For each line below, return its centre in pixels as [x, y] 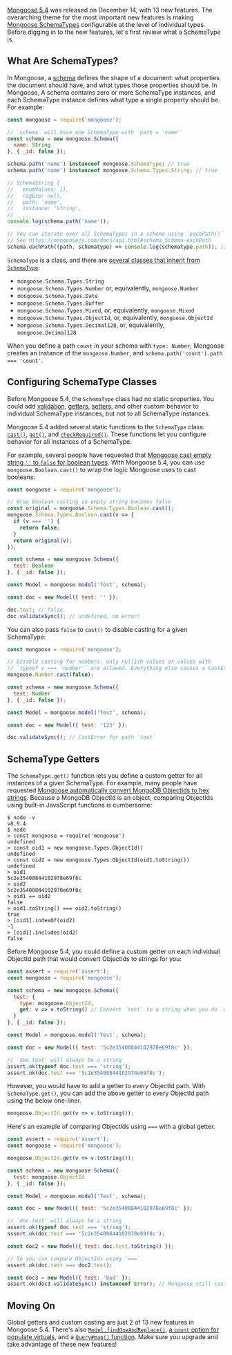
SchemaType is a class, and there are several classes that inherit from [104, 260]
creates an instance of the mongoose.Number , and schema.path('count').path [115, 353]
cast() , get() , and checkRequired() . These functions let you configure [107, 434]
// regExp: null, [35, 196]
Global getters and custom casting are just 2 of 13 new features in [101, 1323]
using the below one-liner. [44, 1101]
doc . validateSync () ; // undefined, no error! [74, 616]
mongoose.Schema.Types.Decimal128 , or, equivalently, [91, 325]
